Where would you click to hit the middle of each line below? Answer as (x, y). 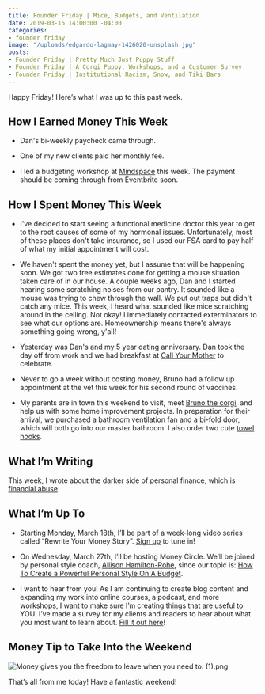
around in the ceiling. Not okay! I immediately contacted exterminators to (138, 315)
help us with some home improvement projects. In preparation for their (135, 411)
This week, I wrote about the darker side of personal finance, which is (122, 480)
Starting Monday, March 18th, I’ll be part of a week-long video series (131, 533)
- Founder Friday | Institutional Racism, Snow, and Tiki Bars (115, 74)
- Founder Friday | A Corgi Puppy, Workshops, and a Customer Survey (125, 67)
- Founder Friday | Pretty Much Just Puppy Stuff (92, 60)
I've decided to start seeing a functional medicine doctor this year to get (137, 224)
